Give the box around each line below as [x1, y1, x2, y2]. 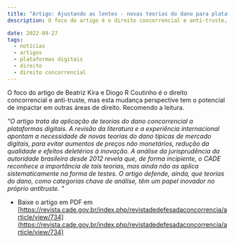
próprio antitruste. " [7, 184, 65, 192]
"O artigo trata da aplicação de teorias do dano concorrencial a [7, 117, 193, 125]
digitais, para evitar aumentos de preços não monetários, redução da [7, 139, 209, 148]
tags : [7, 36, 23, 43]
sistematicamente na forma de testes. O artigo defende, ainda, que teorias [7, 169, 225, 177]
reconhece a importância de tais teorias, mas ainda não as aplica [7, 161, 199, 170]
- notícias [13, 43, 46, 50]
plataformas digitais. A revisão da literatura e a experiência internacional [7, 124, 220, 132]
